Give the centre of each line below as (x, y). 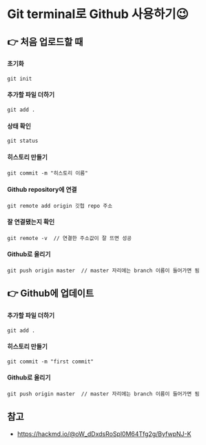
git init (20, 79)
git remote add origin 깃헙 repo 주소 (60, 206)
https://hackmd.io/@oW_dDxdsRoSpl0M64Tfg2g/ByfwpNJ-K (104, 434)
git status (23, 141)
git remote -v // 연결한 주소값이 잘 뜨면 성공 (70, 238)
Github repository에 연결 (42, 189)
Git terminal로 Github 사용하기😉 (98, 14)
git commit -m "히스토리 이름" (48, 173)
